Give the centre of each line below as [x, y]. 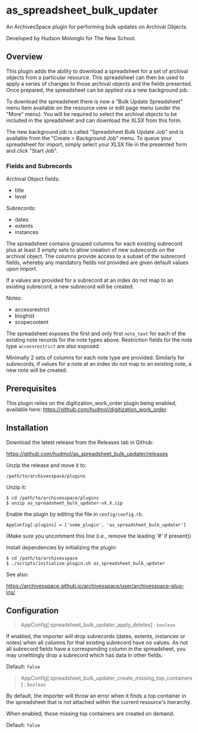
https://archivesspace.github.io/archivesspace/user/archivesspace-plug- [95, 586]
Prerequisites [31, 389]
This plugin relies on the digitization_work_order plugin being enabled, [91, 403]
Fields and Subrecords [39, 166]
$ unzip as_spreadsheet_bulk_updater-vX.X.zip [64, 503]
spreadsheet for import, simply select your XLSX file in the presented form [97, 144]
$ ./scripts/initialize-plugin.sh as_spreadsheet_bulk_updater [86, 563]
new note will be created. [37, 370]
